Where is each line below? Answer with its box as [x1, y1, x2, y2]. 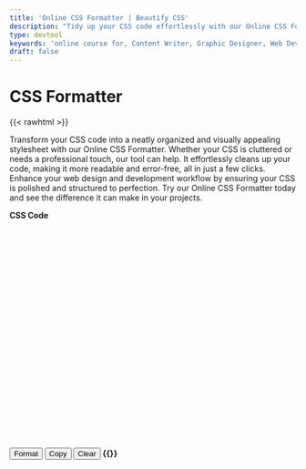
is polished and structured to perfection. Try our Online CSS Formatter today [9, 183, 296, 194]
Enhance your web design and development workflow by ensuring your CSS [9, 173, 296, 184]
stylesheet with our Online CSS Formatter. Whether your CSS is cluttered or [9, 144, 293, 155]
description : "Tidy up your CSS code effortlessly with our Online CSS [9, 22, 287, 31]
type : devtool [9, 30, 64, 39]
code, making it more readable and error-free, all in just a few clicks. [9, 163, 266, 174]
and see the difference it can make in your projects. [9, 192, 203, 203]
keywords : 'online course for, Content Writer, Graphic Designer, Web [9, 38, 283, 48]
